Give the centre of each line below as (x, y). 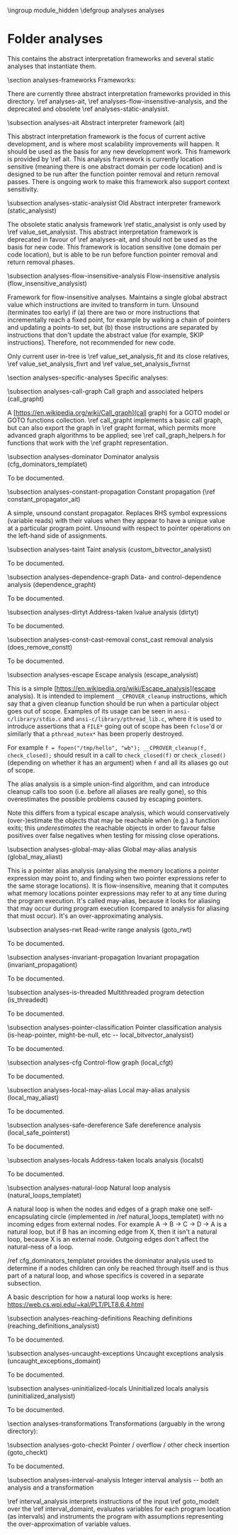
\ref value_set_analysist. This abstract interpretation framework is (103, 232)
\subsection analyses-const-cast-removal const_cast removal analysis (110, 640)
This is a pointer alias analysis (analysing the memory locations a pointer (113, 871)
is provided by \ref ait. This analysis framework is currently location (106, 158)
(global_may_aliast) (35, 856)
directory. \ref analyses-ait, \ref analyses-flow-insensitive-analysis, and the (118, 101)
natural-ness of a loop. (41, 1246)
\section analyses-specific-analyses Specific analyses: (88, 377)
